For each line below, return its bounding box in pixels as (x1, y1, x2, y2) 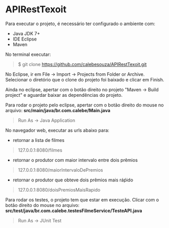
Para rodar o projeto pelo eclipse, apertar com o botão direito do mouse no (5, 101, 164, 108)
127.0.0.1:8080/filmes (17, 147, 63, 153)
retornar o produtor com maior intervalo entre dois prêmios (12, 157, 138, 163)
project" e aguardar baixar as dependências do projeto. (5, 92, 123, 98)
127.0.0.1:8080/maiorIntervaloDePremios (17, 167, 103, 173)
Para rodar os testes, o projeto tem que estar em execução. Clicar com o (5, 196, 159, 203)
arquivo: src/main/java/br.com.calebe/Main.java (5, 107, 110, 113)
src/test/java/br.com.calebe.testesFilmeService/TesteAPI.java (5, 208, 142, 214)
